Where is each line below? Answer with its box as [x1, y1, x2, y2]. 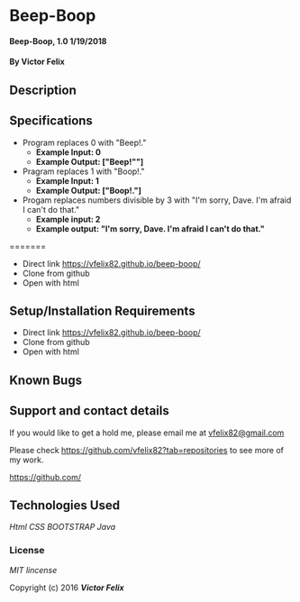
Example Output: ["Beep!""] [35, 156, 144, 167]
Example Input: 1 [35, 175, 99, 186]
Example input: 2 [35, 214, 101, 224]
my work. [9, 454, 44, 465]
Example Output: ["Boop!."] [35, 185, 141, 196]
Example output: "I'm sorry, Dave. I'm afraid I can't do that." [35, 223, 265, 234]
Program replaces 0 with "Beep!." [22, 137, 147, 148]
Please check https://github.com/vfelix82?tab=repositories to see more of [9, 444, 285, 455]
